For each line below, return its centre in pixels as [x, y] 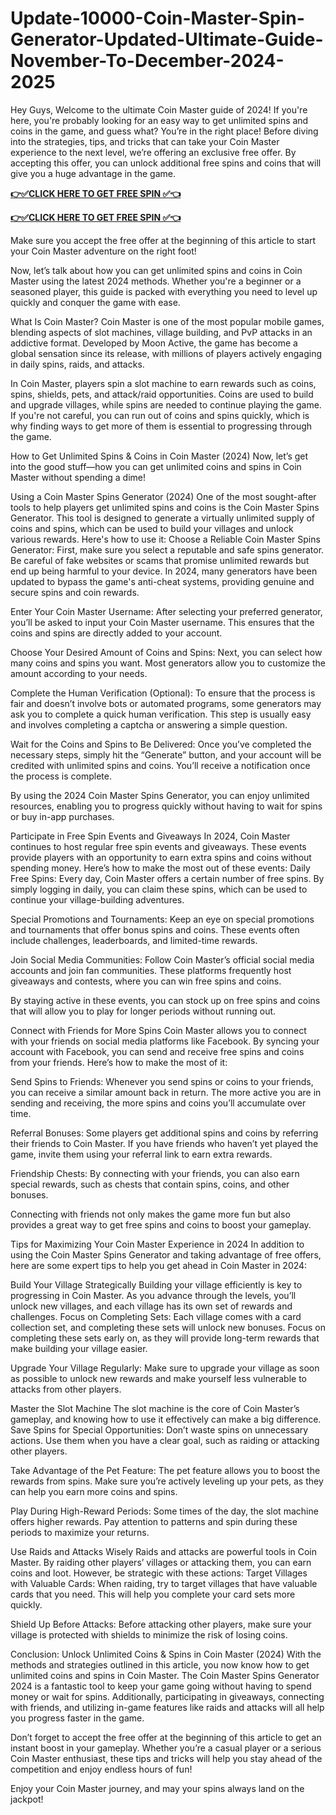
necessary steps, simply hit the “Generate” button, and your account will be [166, 754]
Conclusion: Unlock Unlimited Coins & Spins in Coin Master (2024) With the [166, 1654]
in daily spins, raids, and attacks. [77, 364]
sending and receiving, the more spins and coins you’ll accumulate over [158, 1103]
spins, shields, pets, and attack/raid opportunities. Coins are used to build [162, 394]
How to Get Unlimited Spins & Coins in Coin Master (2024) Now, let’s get [159, 456]
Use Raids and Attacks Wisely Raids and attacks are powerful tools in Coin [164, 1551]
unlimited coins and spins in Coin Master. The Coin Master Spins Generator [165, 1675]
